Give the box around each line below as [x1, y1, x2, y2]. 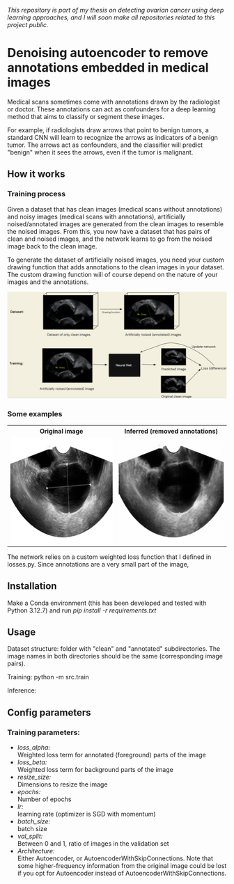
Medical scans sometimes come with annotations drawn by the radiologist [7, 97, 221, 106]
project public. [7, 21, 49, 29]
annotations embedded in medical [7, 60, 209, 76]
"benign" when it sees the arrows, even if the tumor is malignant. [7, 148, 194, 156]
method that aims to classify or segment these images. [7, 112, 165, 120]
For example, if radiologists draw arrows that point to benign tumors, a [7, 125, 209, 134]
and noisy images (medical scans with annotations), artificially [7, 212, 186, 221]
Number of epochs [17, 795, 72, 803]
